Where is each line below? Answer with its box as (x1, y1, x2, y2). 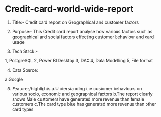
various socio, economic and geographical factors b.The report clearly (12, 91, 153, 97)
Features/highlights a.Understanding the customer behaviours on (12, 86, 142, 91)
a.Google (5, 76, 23, 82)
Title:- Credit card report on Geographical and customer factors (12, 19, 139, 25)
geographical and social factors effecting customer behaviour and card (12, 34, 154, 40)
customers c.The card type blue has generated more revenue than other (12, 101, 156, 107)
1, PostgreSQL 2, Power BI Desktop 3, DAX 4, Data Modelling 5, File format (5, 58, 153, 63)
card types (12, 106, 34, 112)
